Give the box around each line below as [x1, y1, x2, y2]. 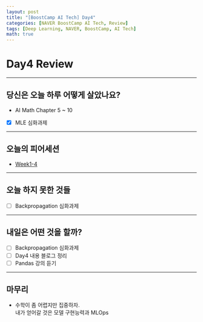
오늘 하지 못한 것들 [6, 185, 71, 195]
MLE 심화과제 [14, 119, 48, 126]
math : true [6, 31, 34, 37]
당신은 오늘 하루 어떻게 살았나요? [6, 90, 121, 100]
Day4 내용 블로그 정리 [14, 251, 68, 259]
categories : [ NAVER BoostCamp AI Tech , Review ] [6, 20, 129, 26]
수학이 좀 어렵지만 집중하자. [14, 301, 80, 309]
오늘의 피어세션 [6, 144, 60, 154]
